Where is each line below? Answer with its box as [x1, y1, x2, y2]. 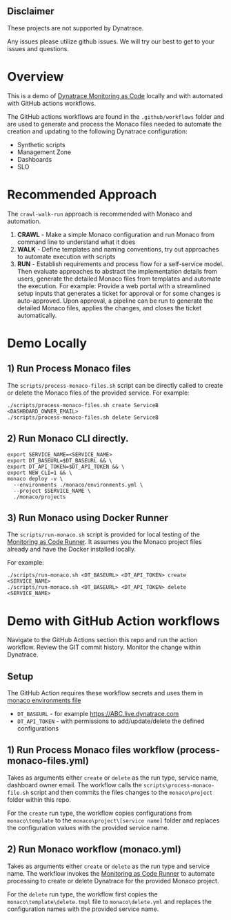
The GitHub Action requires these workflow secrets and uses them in [7, 689, 203, 697]
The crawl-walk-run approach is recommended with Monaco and [7, 209, 192, 218]
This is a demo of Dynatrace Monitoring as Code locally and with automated [7, 91, 223, 100]
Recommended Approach [7, 187, 157, 203]
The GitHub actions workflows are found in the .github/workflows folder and [7, 112, 225, 120]
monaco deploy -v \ [7, 475, 63, 482]
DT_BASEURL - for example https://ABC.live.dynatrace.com [17, 710, 179, 718]
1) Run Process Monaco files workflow [7, 744, 174, 756]
